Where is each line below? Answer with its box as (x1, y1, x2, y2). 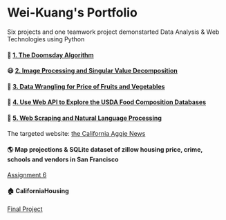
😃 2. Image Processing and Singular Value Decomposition (7, 67, 178, 75)
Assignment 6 (7, 170, 47, 179)
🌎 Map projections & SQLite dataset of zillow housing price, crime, (7, 146, 203, 154)
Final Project (7, 205, 43, 213)
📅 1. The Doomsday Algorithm (7, 50, 95, 59)
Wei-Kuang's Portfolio (7, 5, 138, 21)
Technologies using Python (7, 34, 85, 43)
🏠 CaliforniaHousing (7, 187, 69, 195)
